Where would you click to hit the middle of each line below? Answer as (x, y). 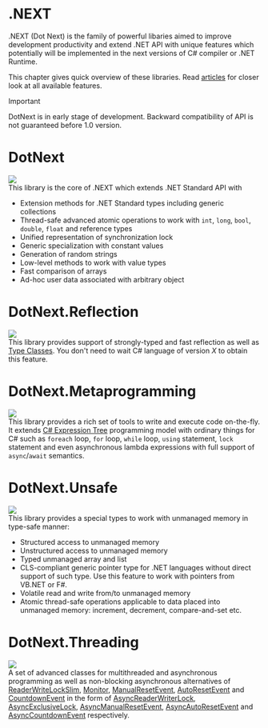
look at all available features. (55, 86)
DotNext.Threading (74, 642)
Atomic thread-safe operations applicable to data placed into (120, 602)
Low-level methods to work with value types (93, 262)
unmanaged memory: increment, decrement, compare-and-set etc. (131, 610)
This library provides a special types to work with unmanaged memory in (128, 518)
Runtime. (23, 62)
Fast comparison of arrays (63, 271)
